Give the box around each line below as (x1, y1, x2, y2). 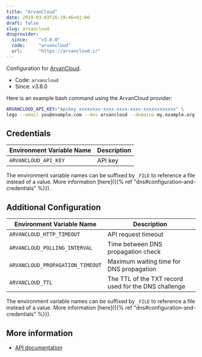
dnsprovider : (6, 31, 39, 37)
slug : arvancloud (6, 25, 50, 32)
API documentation (14, 344, 63, 351)
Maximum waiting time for (107, 257, 181, 266)
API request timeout (107, 230, 164, 239)
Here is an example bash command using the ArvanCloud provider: (6, 94, 173, 101)
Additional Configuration (6, 202, 101, 212)
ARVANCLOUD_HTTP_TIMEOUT (9, 231, 81, 238)
